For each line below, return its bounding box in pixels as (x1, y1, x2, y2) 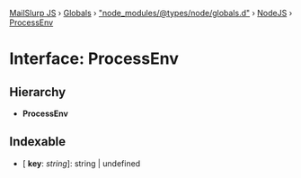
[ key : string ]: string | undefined (22, 157, 141, 169)
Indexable (9, 134, 66, 149)
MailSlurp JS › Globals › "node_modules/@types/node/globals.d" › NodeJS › (9, 8, 293, 18)
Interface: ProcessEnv (9, 49, 180, 69)
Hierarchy (9, 85, 66, 100)
